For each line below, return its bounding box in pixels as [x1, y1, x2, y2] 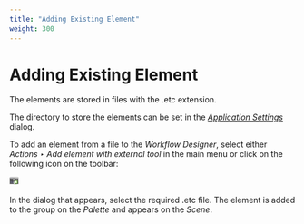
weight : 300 [9, 24, 54, 34]
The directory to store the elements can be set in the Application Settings [9, 112, 284, 122]
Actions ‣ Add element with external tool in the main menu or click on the [9, 149, 283, 160]
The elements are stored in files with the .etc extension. [9, 94, 217, 105]
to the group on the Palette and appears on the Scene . [9, 204, 213, 215]
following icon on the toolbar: [9, 159, 119, 170]
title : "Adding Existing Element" [9, 15, 141, 24]
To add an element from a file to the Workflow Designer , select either [9, 139, 268, 150]
